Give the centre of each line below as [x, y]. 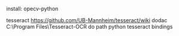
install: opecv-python [32, 9]
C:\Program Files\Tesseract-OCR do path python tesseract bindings [89, 27]
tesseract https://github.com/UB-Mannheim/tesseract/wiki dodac [87, 20]
